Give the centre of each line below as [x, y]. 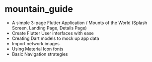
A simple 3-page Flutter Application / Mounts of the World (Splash [79, 23]
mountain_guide [39, 9]
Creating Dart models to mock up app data [55, 38]
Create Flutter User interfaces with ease [53, 33]
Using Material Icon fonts [38, 49]
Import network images [36, 43]
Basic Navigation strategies [40, 54]
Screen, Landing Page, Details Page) [49, 28]
